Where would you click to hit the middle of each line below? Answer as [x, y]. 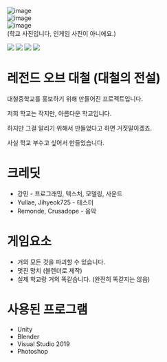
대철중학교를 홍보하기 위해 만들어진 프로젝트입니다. [75, 98]
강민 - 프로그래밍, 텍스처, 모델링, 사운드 [70, 193]
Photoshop [32, 351]
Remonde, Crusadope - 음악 [57, 211]
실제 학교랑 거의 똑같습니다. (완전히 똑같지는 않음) [83, 279]
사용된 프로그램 [47, 309]
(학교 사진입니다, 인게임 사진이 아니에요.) [62, 34]
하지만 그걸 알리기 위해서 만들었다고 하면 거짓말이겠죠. [80, 128]
